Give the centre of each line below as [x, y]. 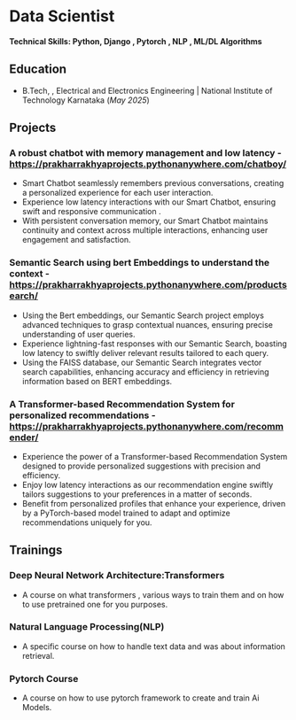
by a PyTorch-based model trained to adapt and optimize [126, 513]
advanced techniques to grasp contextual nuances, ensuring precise [147, 324]
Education [38, 70]
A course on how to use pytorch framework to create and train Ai [140, 698]
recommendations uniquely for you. [87, 522]
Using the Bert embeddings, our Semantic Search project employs [143, 315]
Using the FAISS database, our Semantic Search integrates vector [142, 362]
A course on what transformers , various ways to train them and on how [153, 594]
